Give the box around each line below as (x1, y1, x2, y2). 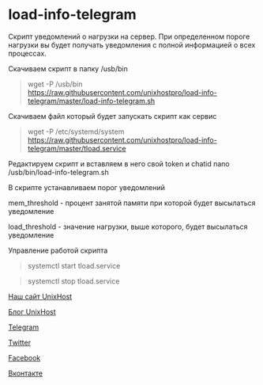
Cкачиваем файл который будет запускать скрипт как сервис (8, 111, 217, 120)
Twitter (8, 337, 32, 347)
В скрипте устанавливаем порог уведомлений (8, 182, 166, 192)
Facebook (8, 353, 41, 362)
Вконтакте (8, 368, 43, 378)
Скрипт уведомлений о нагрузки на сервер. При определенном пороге (8, 32, 250, 41)
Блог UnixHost (8, 307, 57, 316)
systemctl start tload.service (27, 261, 121, 270)
